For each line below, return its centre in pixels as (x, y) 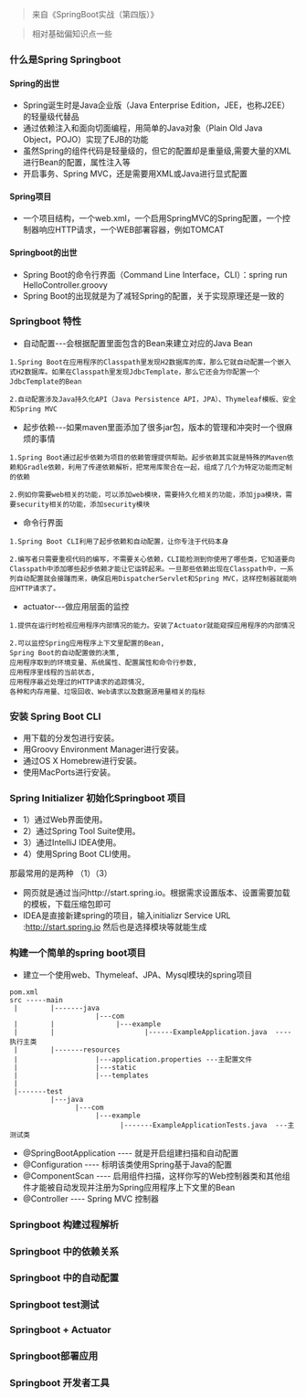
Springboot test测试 (54, 1305)
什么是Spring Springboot (65, 59)
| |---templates (81, 1075)
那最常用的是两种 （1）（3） (61, 874)
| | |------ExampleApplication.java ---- (153, 1032)
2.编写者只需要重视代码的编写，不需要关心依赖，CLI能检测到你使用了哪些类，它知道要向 (152, 559)
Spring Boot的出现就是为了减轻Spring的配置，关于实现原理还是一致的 (153, 295)
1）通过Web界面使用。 (65, 820)
